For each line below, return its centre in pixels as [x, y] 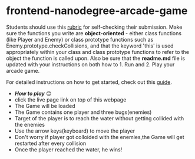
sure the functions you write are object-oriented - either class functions [94, 33]
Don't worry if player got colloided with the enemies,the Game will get [99, 137]
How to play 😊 [33, 93]
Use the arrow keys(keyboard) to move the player [75, 131]
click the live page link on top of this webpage [70, 99]
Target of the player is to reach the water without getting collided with [99, 118]
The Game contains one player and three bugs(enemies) [83, 112]
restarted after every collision [50, 143]
